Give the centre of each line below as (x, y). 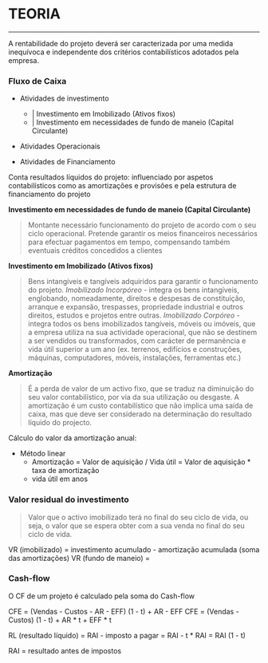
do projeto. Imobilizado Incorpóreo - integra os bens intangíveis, (134, 290)
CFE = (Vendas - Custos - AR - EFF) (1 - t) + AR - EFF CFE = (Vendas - (124, 611)
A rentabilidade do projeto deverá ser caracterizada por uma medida (121, 43)
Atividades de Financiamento (67, 162)
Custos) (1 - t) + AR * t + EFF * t (60, 620)
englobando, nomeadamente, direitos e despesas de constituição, (136, 298)
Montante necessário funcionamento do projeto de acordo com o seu (142, 225)
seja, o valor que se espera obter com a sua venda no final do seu (136, 525)
